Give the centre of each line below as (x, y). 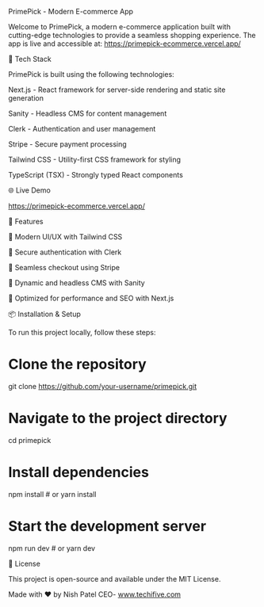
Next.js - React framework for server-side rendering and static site (117, 90)
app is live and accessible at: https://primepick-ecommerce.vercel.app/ (125, 44)
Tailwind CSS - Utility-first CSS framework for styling (94, 159)
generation (26, 98)
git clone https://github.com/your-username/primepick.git (102, 386)
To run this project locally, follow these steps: (82, 332)
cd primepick (30, 440)
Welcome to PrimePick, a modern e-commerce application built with (120, 27)
